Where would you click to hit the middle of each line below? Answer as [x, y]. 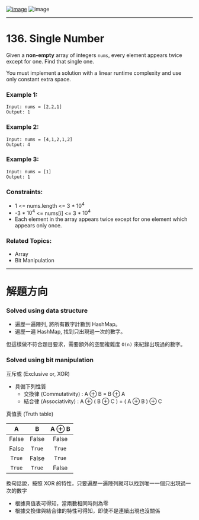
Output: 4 [18, 145]
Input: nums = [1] [29, 172]
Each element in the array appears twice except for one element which [101, 219]
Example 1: [22, 94]
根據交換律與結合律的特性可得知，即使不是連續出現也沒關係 [87, 511]
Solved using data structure [47, 310]
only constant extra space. [38, 79]
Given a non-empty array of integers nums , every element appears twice [94, 55]
